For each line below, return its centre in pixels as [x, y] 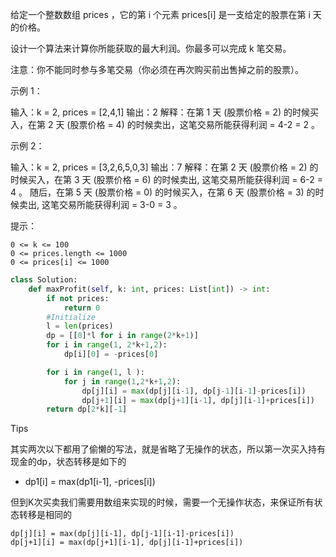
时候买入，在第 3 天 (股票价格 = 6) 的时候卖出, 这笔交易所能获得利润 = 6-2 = [166, 179]
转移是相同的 [45, 515]
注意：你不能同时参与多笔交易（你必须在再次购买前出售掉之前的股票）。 [157, 69]
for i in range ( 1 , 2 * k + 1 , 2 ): [107, 345]
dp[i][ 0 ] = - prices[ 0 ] [111, 354]
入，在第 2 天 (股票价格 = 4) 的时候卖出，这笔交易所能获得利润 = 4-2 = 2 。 [165, 124]
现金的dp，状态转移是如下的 [68, 462]
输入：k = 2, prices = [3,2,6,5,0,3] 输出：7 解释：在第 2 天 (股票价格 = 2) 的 [164, 167]
